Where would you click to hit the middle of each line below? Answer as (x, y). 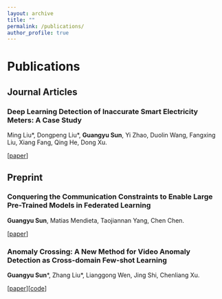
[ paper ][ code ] (27, 289)
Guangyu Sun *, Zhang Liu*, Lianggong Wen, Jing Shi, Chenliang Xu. (103, 275)
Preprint (25, 177)
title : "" (21, 20)
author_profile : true (38, 33)
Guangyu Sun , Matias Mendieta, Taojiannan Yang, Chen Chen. (96, 220)
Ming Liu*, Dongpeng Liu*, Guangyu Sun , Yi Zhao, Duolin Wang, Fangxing (111, 135)
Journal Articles (42, 92)
